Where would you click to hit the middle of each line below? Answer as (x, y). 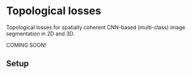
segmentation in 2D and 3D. (40, 33)
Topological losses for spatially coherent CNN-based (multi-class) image (96, 27)
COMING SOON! (26, 45)
